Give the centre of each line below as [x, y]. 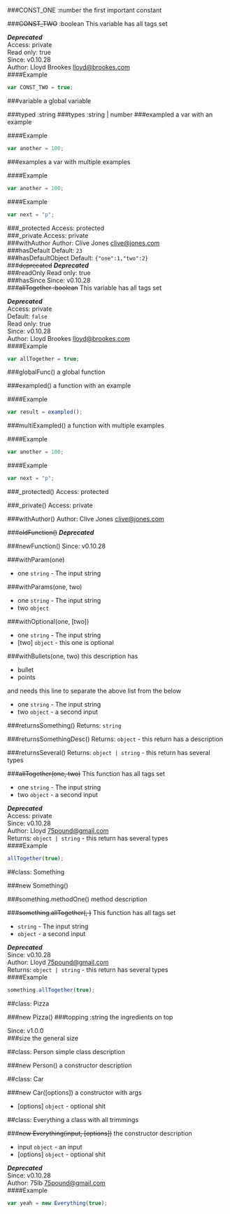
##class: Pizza [28, 1003]
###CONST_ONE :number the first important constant [85, 10]
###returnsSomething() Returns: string [64, 725]
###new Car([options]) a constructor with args [74, 1092]
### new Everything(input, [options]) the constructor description [100, 1133]
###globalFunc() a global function [56, 372]
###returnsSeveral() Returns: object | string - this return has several [109, 753]
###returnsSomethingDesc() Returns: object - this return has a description [115, 739]
